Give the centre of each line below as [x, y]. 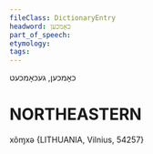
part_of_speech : [40, 35]
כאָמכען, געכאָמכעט [43, 77]
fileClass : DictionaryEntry [63, 18]
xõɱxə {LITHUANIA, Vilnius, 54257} [77, 140]
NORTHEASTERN [76, 114]
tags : [20, 52]
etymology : [30, 43]
